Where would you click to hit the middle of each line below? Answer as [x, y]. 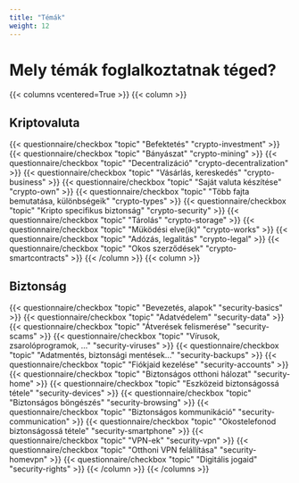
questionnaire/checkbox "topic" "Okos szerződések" [106, 249]
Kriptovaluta [45, 123]
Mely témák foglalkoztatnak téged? [143, 70]
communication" [40, 421]
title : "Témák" [37, 17]
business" [28, 182]
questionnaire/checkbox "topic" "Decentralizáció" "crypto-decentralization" [149, 163]
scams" [23, 337]
